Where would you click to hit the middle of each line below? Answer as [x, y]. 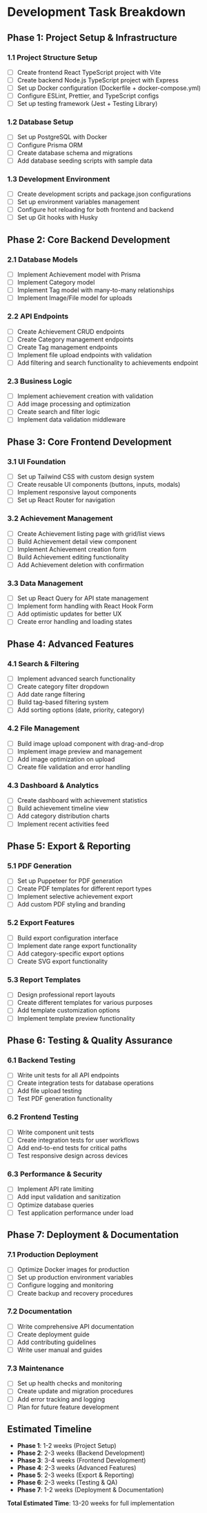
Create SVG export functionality [62, 961]
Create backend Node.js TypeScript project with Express [98, 80]
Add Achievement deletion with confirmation [80, 564]
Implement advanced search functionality [76, 679]
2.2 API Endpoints [38, 316]
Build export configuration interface [68, 938]
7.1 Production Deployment [53, 1254]
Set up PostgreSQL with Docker [62, 137]
